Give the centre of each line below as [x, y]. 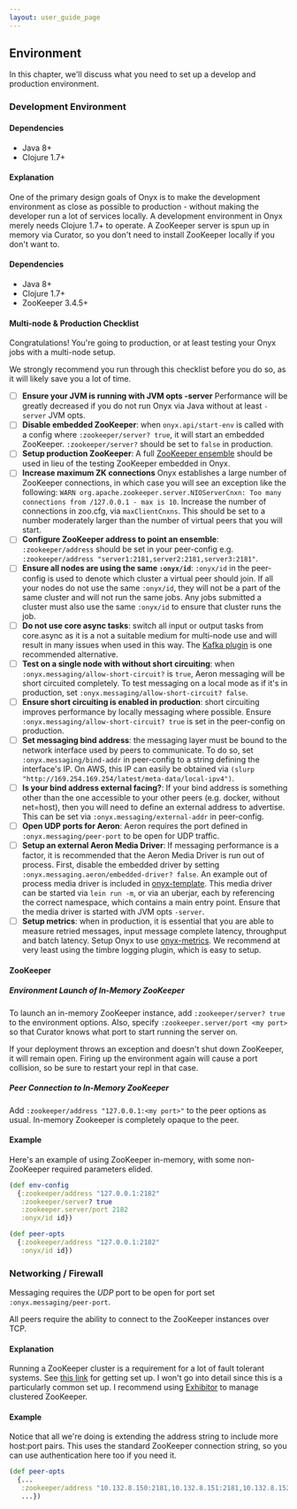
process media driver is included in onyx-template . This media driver [147, 883]
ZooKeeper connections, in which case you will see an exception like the [154, 483]
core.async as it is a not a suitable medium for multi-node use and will [149, 635]
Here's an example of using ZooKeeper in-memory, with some [122, 1159]
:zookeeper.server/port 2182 [74, 1210]
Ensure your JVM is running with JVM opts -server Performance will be [155, 396]
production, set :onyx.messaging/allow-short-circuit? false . [135, 693]
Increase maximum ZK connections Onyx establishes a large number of [154, 473]
